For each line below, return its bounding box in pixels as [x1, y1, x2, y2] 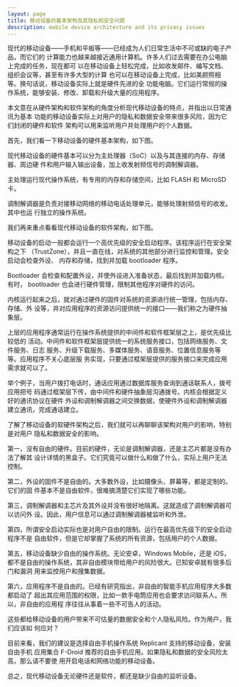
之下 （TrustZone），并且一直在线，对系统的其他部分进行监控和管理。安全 [13, 247, 230, 256]
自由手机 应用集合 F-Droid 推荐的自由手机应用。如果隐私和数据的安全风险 [7, 648, 223, 656]
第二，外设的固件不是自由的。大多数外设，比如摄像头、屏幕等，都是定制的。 [7, 477, 232, 486]
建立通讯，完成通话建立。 [7, 406, 83, 414]
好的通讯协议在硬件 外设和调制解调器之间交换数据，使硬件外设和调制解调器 [7, 396, 228, 405]
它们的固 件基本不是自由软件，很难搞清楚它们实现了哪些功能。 [7, 486, 190, 494]
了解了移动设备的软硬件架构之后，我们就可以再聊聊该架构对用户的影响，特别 [7, 421, 232, 429]
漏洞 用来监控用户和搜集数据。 [19, 567, 109, 575]
